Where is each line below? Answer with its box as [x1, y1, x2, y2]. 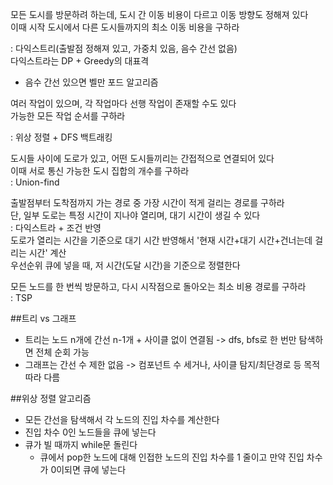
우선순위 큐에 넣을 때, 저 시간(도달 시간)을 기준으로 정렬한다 [10, 259, 241, 271]
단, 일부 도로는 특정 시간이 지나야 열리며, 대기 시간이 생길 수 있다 [10, 209, 261, 221]
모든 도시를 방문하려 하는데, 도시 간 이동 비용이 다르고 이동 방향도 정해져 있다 [10, 9, 309, 20]
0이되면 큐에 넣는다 [50, 464, 127, 475]
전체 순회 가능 [35, 346, 90, 358]
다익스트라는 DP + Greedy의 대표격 [10, 55, 150, 67]
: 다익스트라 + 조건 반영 [10, 222, 102, 233]
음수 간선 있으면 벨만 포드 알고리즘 [24, 76, 159, 88]
